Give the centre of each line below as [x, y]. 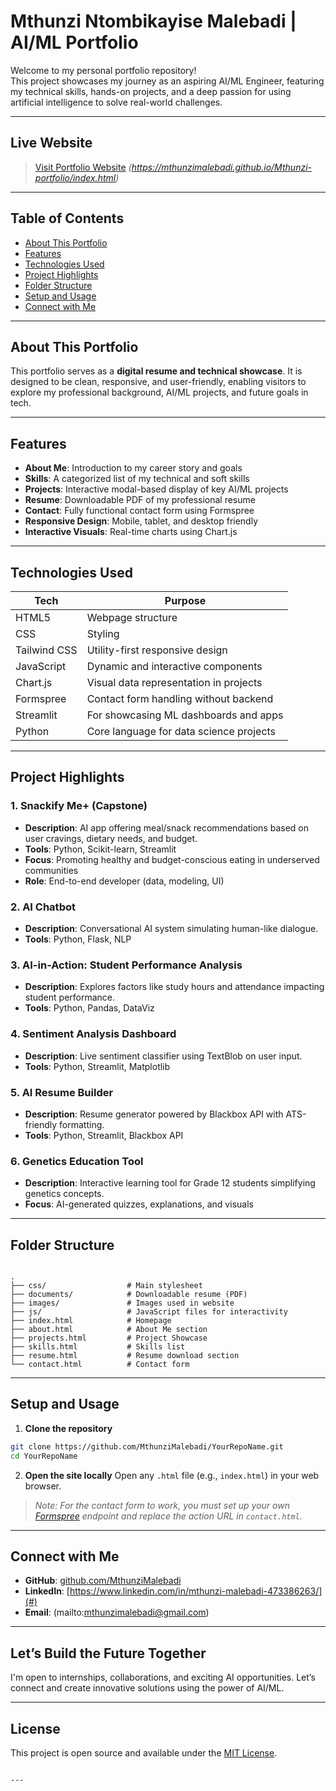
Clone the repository [68, 1428]
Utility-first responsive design [157, 650]
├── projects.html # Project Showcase [109, 1338]
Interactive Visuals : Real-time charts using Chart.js [131, 532]
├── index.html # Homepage [91, 1320]
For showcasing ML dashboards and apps [185, 715]
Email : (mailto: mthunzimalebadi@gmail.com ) [117, 1612]
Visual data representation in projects [174, 682]
